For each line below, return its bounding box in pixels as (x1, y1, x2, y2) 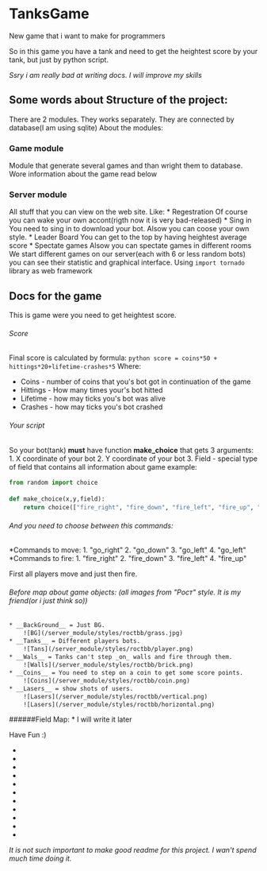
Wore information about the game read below (9, 169, 158, 179)
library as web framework (9, 266, 93, 276)
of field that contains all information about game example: (9, 462, 197, 471)
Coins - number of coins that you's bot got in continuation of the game (20, 377, 252, 386)
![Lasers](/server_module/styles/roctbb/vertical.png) (23, 693, 208, 701)
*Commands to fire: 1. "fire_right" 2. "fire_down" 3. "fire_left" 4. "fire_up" (9, 554, 247, 563)
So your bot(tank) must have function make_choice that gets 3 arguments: (9, 445, 254, 455)
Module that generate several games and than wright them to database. (9, 161, 243, 171)
